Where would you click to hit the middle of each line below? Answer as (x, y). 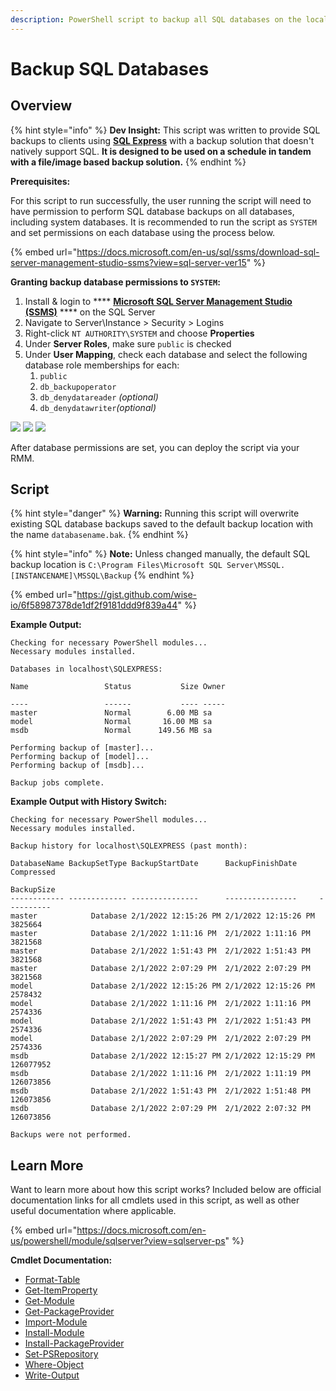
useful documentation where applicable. (93, 1211)
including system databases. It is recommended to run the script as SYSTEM (163, 222)
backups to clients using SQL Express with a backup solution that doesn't (162, 140)
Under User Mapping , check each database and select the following (166, 354)
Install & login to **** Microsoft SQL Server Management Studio (158, 301)
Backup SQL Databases (110, 68)
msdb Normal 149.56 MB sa (111, 731)
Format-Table (52, 1280)
